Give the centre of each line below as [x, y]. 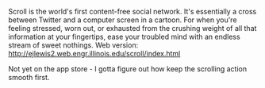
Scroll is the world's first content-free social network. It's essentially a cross [132, 11]
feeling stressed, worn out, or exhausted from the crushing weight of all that [132, 28]
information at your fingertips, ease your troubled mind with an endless [124, 36]
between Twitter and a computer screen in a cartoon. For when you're [123, 20]
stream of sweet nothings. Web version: [73, 45]
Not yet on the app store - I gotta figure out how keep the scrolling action [128, 69]
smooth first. [29, 77]
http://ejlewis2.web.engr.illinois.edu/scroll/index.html [94, 54]
